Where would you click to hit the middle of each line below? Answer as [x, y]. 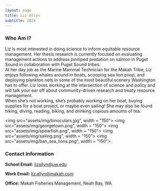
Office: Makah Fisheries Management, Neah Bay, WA [58, 183]
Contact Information [30, 153]
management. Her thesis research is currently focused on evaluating [74, 54]
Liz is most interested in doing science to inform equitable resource [72, 49]
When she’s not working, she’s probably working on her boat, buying [74, 100]
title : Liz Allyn [23, 15]
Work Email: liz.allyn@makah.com [39, 173]
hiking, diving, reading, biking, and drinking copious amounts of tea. [73, 111]
